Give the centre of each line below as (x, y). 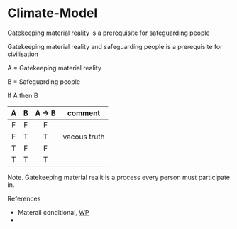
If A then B (23, 95)
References (24, 198)
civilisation (23, 54)
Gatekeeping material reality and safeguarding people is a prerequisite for (115, 46)
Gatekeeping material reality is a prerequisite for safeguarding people (109, 33)
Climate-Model (53, 13)
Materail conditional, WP (53, 212)
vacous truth (84, 137)
